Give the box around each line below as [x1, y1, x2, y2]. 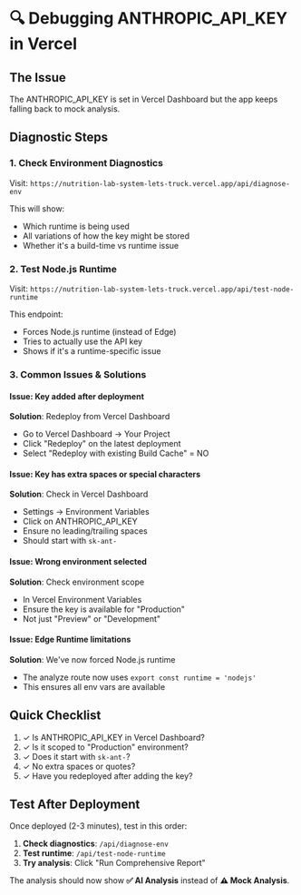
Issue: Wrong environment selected [9, 556, 148, 566]
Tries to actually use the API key [22, 336, 143, 347]
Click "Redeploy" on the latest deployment [22, 438, 181, 449]
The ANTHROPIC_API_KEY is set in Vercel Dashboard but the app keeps [9, 93, 278, 104]
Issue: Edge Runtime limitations [9, 634, 131, 645]
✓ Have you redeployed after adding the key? [22, 770, 193, 782]
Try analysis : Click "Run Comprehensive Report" [22, 858, 206, 869]
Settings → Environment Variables [22, 507, 150, 517]
